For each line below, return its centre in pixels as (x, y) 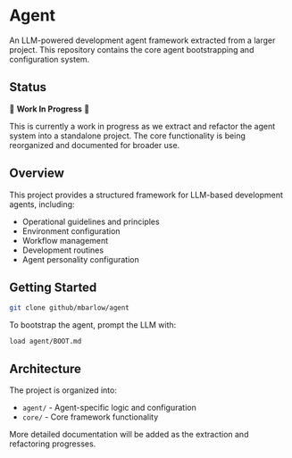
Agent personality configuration (81, 259)
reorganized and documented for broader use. (95, 145)
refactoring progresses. (53, 444)
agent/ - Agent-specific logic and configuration (109, 408)
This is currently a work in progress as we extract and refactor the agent (142, 126)
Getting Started (53, 287)
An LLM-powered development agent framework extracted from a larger (142, 40)
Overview (37, 174)
